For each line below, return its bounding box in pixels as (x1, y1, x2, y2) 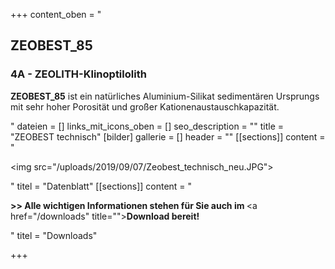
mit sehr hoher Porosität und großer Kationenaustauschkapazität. (10, 100, 280, 113)
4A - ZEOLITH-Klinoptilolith (10, 67, 147, 81)
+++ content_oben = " (10, 9, 102, 20)
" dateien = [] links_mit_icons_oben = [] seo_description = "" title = (10, 120, 285, 132)
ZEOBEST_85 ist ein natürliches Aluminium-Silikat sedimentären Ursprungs (10, 90, 320, 102)
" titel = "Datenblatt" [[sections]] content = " (10, 180, 193, 192)
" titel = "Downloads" (10, 229, 98, 241)
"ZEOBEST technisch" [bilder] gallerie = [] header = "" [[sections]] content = (10, 130, 326, 143)
